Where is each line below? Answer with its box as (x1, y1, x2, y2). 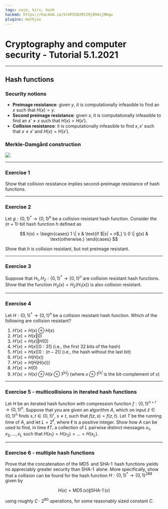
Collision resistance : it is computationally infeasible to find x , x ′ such (12, 123, 154, 129)
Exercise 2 (5, 203, 31, 210)
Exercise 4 (5, 300, 31, 307)
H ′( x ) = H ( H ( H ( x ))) (12, 360, 50, 366)
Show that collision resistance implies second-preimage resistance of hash (5, 180, 160, 186)
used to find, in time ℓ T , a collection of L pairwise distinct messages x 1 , (5, 424, 151, 432)
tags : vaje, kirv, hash (5, 7, 55, 13)
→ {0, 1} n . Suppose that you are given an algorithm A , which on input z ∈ (5, 405, 155, 413)
